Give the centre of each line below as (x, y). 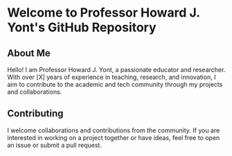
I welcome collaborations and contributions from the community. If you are (114, 130)
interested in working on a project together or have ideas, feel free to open (114, 137)
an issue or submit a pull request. (55, 145)
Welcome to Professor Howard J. (104, 13)
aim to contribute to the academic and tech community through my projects (115, 84)
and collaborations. (35, 92)
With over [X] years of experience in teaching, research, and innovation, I (111, 77)
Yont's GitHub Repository (82, 27)
